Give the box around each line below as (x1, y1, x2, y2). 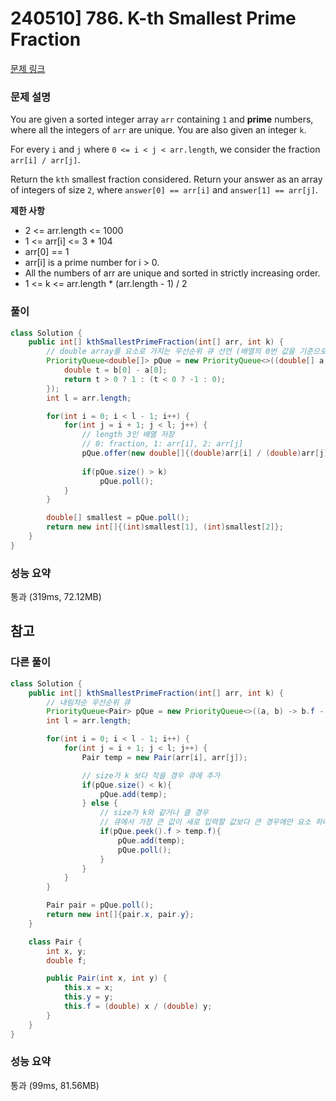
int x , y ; (46, 946, 87, 956)
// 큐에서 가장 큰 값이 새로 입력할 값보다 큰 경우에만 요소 (99, 817, 312, 827)
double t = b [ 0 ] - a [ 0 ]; (63, 365, 168, 376)
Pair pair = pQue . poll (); (46, 900, 155, 911)
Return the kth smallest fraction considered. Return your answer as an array (10, 173, 323, 186)
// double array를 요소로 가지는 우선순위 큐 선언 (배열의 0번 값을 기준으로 (46, 347, 327, 357)
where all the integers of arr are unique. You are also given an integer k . (10, 124, 307, 136)
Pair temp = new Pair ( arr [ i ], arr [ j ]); (81, 752, 248, 762)
